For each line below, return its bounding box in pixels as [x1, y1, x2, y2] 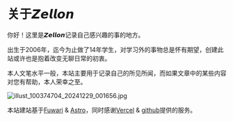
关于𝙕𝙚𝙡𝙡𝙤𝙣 [7, 6, 74, 22]
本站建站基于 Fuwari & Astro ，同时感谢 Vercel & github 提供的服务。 [7, 106, 197, 114]
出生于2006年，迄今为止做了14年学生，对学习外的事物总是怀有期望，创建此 [7, 45, 224, 54]
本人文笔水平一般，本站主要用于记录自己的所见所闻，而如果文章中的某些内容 [7, 69, 227, 77]
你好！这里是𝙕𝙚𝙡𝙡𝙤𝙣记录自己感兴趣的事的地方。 [7, 31, 145, 39]
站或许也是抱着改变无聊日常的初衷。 [7, 54, 111, 63]
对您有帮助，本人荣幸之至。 [7, 77, 87, 86]
